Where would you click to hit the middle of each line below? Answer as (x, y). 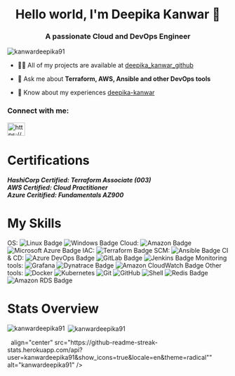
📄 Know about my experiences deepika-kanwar (86, 93)
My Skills (34, 223)
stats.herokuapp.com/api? (45, 350)
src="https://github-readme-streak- (106, 343)
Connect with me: (38, 111)
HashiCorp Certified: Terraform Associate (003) (79, 180)
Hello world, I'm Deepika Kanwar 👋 (118, 14)
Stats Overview (53, 308)
